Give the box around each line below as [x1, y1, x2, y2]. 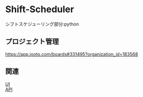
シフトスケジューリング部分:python [5, 21, 79, 27]
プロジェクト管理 [5, 37, 59, 46]
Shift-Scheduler [5, 4, 74, 15]
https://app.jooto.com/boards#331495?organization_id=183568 [5, 51, 138, 57]
